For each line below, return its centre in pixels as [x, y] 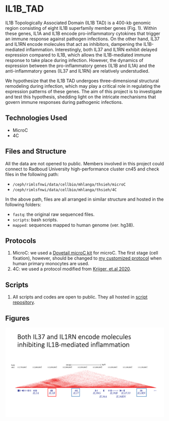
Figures [17, 318]
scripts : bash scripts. [35, 219]
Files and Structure [36, 152]
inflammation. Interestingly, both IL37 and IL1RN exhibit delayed [92, 49]
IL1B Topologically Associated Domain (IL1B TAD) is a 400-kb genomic [78, 23]
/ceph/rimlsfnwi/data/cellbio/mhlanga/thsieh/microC [69, 185]
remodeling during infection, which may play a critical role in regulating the [83, 86]
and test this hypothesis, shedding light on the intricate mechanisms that [81, 97]
